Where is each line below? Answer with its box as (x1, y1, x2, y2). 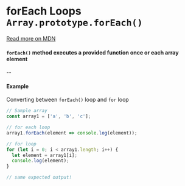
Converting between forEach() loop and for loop (6, 96, 129, 104)
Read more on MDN (6, 35, 56, 42)
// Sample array (6, 108, 47, 114)
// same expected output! (6, 174, 72, 181)
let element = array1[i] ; (12, 152, 78, 158)
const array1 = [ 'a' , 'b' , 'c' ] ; (6, 113, 91, 119)
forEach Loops (6, 4, 82, 18)
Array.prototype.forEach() (6, 17, 143, 28)
